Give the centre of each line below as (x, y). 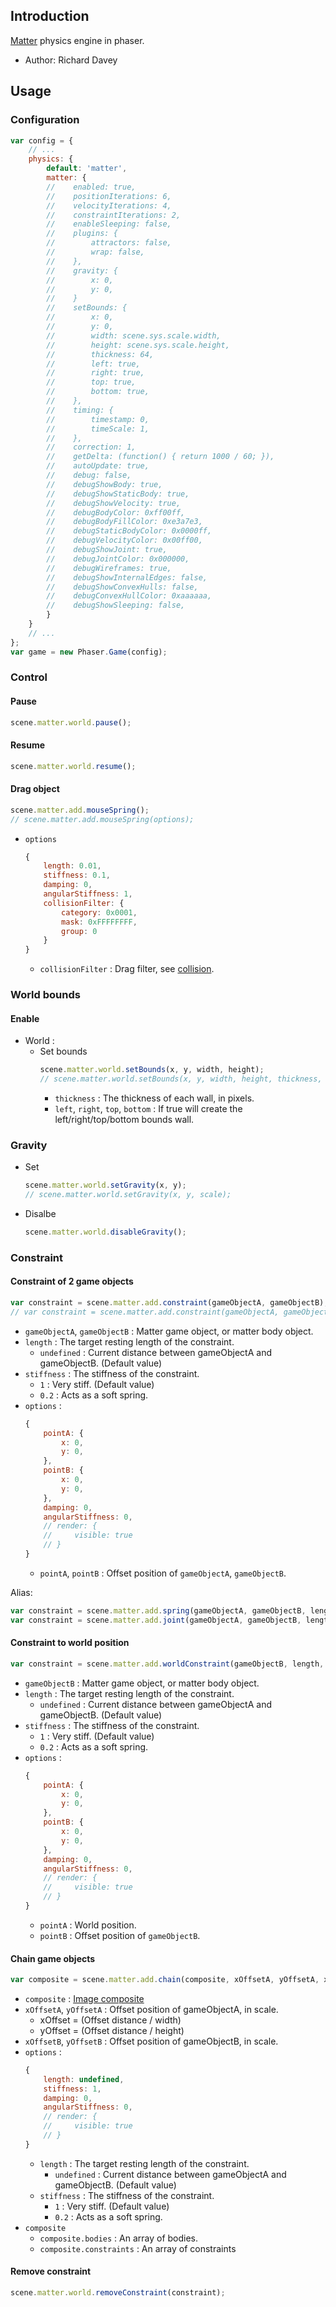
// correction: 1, (91, 447)
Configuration (45, 120)
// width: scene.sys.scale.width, (134, 335)
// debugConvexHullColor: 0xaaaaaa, (129, 596)
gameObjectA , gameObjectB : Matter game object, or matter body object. (169, 1331)
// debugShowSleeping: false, (116, 605)
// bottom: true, (98, 392)
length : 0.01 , (72, 866)
